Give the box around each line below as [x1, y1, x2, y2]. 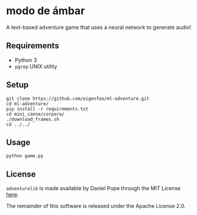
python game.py [6, 153, 44, 159]
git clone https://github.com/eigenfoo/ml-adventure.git [6, 96, 150, 102]
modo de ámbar [6, 4, 85, 18]
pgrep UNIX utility [14, 63, 57, 70]
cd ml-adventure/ [6, 100, 49, 107]
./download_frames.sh [6, 116, 60, 122]
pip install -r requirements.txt [6, 106, 89, 112]
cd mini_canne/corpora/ [6, 111, 65, 117]
